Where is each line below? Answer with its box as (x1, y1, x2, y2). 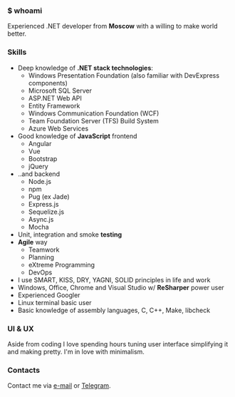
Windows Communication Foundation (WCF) (28, 109, 160, 118)
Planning (28, 252, 55, 262)
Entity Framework (28, 101, 80, 110)
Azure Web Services (28, 124, 89, 133)
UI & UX (7, 324, 34, 334)
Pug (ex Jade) (28, 192, 70, 201)
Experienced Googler (17, 291, 80, 299)
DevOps (28, 268, 53, 277)
